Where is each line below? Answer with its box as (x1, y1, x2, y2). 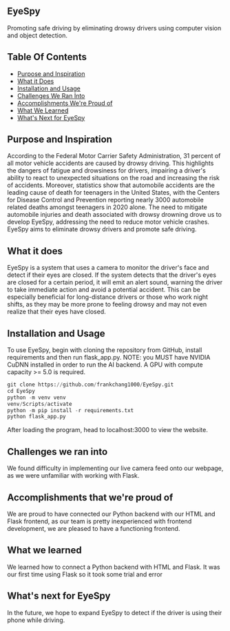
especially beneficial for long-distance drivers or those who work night (7, 293, 209, 301)
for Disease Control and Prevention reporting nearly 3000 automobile (7, 196, 205, 204)
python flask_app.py (7, 414, 67, 420)
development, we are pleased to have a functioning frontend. (7, 524, 180, 532)
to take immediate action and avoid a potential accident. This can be (7, 286, 201, 294)
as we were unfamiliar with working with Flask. (7, 472, 140, 480)
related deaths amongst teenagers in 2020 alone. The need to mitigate (7, 203, 208, 211)
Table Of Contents (7, 51, 87, 63)
